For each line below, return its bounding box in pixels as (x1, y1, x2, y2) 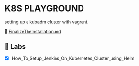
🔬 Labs (4, 42, 26, 51)
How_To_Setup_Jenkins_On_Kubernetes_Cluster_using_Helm (11, 55, 135, 61)
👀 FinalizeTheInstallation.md (4, 28, 61, 34)
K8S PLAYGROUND (4, 3, 84, 14)
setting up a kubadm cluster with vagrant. (4, 19, 89, 25)
